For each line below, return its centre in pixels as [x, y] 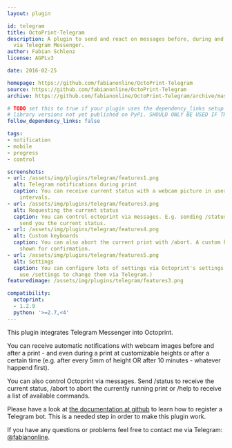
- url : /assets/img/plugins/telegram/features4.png [83, 230]
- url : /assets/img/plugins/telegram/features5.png [83, 255]
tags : [15, 134]
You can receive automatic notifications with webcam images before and [110, 345]
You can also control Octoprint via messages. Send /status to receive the [111, 381]
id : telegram [26, 26]
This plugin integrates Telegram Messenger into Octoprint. [90, 332]
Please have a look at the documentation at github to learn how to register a [115, 409]
